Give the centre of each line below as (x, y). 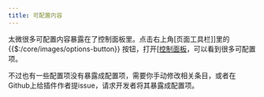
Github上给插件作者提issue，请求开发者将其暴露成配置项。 (104, 85)
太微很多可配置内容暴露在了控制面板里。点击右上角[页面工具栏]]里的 (119, 39)
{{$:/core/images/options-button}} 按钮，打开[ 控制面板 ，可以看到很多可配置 (132, 49)
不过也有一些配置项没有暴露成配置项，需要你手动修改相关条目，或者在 (122, 75)
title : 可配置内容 (35, 15)
